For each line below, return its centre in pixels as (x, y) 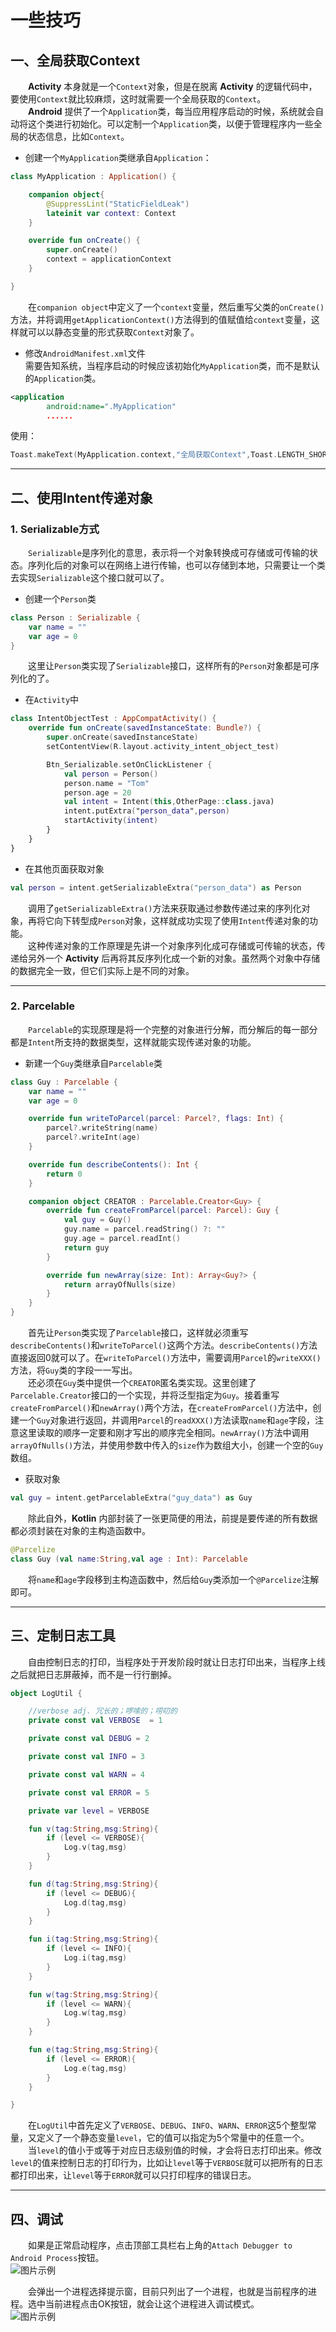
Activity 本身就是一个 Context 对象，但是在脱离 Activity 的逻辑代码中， (173, 86)
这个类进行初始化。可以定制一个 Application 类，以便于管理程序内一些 (170, 124)
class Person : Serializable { (75, 617)
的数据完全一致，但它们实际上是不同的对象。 (102, 970)
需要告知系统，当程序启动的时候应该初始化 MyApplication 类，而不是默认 (172, 365)
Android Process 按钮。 (57, 2258)
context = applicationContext (109, 259)
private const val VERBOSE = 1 (95, 1721)
